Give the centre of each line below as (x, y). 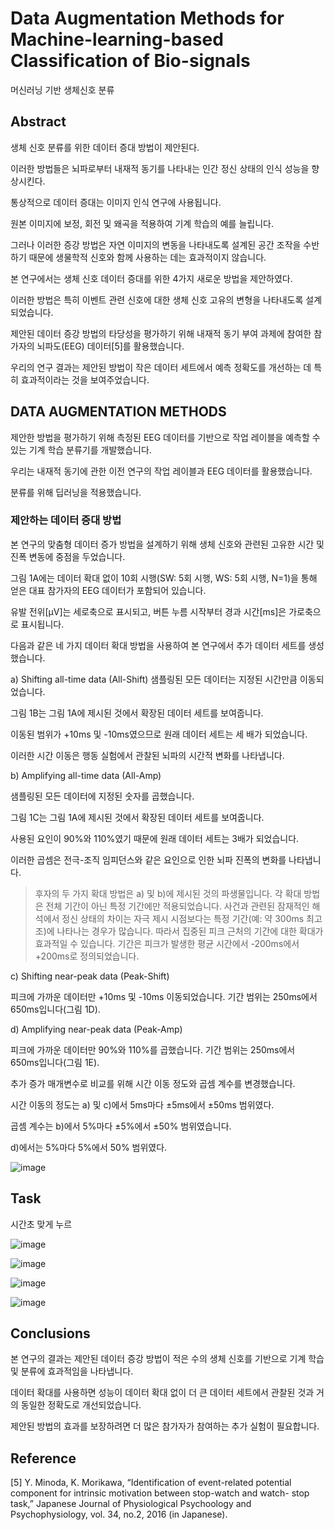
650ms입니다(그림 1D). (55, 1009)
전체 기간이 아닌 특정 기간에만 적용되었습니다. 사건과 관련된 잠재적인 (177, 906)
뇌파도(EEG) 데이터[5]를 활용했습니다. (110, 346)
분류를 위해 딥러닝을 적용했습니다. (76, 492)
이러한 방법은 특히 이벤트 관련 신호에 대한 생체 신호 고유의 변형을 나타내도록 (157, 299)
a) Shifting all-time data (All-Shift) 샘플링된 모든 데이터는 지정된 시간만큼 (154, 679)
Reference (43, 1458)
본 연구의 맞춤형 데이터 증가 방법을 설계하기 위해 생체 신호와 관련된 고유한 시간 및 (167, 544)
